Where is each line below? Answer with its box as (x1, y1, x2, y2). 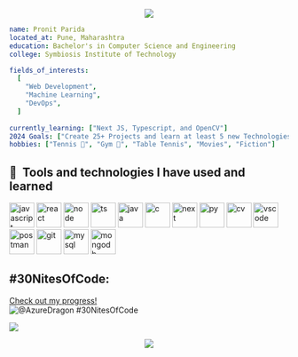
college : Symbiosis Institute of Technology (9, 50, 176, 59)
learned (9, 178, 53, 194)
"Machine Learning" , (25, 91, 101, 99)
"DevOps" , (25, 99, 62, 107)
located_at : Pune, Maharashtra (9, 33, 125, 42)
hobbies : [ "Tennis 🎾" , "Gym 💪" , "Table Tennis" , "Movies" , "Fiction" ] (9, 140, 276, 149)
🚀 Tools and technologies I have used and (9, 164, 246, 179)
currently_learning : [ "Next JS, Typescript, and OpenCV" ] (9, 123, 228, 132)
